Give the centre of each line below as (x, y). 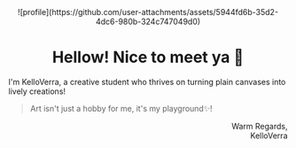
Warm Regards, (259, 126)
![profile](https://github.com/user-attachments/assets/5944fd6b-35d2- (148, 12)
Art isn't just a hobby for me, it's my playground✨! (121, 108)
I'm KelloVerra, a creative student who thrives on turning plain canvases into (147, 82)
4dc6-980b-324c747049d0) (148, 21)
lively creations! (37, 91)
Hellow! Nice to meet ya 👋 (148, 57)
